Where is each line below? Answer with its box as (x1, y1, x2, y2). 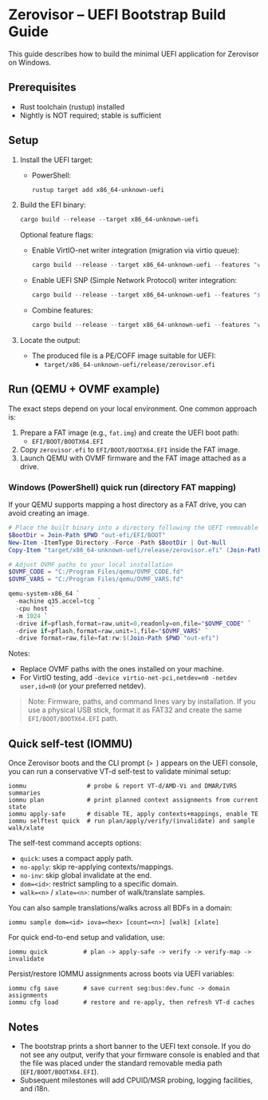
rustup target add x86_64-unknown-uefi (31, 185, 165, 193)
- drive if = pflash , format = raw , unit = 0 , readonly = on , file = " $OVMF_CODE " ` (15, 620, 252, 628)
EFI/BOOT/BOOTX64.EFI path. (27, 714, 119, 723)
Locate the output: (19, 335, 81, 345)
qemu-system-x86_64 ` (8, 590, 81, 598)
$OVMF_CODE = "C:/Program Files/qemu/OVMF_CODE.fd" (8, 568, 183, 576)
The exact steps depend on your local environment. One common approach (8, 404, 258, 413)
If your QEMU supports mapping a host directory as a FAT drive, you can (8, 500, 247, 509)
